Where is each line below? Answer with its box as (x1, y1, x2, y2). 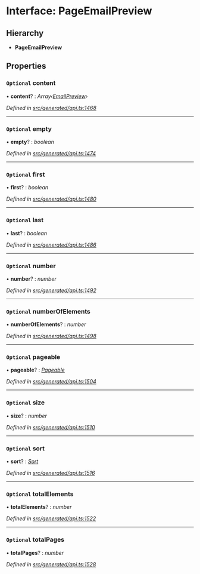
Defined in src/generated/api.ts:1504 (6, 378, 96, 385)
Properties (6, 61, 46, 71)
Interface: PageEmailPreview (6, 4, 152, 18)
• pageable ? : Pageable (6, 366, 65, 374)
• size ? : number (6, 412, 48, 419)
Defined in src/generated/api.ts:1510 (6, 423, 95, 431)
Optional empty (6, 124, 52, 133)
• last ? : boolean (6, 229, 48, 237)
